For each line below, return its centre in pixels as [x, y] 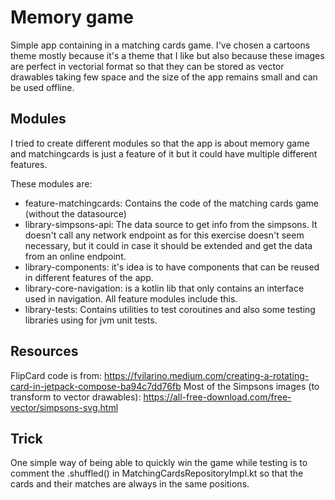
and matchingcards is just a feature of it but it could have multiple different [164, 153]
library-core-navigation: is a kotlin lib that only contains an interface [164, 288]
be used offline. [42, 87]
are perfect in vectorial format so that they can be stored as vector [147, 66]
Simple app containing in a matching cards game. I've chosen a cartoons [160, 45]
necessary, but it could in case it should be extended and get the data [168, 245]
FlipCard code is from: [56, 375]
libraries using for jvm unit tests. [91, 320]
